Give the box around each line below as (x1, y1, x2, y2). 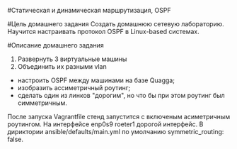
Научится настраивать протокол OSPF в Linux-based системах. (7, 28, 200, 35)
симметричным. (17, 99, 67, 107)
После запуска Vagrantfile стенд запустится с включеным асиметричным (7, 113, 231, 121)
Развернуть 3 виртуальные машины (17, 55, 127, 63)
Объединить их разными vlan (17, 62, 108, 70)
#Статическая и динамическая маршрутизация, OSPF (7, 6, 171, 14)
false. (7, 135, 23, 143)
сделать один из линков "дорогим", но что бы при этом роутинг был (17, 92, 225, 99)
